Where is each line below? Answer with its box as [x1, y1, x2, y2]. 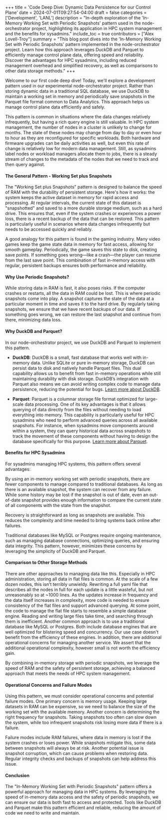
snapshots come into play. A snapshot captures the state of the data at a [5, 295, 155, 301]
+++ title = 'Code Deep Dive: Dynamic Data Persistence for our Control [5, 4, 151, 10]
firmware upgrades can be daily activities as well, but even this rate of [5, 140, 150, 146]
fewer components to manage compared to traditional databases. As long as [5, 481, 163, 487]
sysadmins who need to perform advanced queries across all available [12, 417, 158, 423]
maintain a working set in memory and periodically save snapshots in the [5, 93, 155, 99]
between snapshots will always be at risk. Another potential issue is [5, 745, 144, 751]
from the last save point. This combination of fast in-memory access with [5, 257, 156, 264]
